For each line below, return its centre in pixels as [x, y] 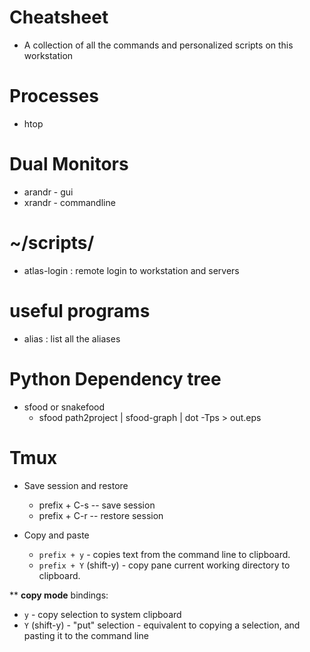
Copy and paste [56, 535]
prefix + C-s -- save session [97, 505]
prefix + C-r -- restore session [101, 515]
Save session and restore [76, 485]
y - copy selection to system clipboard [102, 614]
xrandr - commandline [69, 202]
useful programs [80, 310]
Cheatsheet [59, 17]
